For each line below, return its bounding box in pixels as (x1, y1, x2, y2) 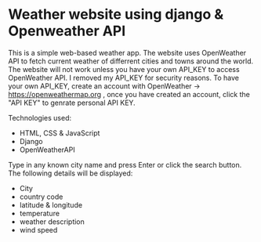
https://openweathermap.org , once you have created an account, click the (8, 89, 251, 99)
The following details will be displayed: (8, 168, 133, 178)
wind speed (19, 225, 58, 234)
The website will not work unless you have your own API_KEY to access (8, 64, 241, 74)
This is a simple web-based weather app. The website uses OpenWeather (8, 48, 247, 57)
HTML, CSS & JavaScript (19, 128, 100, 138)
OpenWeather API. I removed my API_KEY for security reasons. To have (8, 73, 239, 82)
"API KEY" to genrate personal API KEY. (8, 98, 136, 107)
